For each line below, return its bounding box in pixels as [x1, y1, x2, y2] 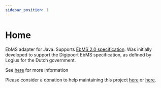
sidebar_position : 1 [5, 7, 49, 13]
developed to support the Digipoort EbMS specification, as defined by [5, 51, 151, 57]
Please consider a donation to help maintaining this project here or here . [5, 77, 156, 83]
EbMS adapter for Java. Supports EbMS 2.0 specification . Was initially [5, 46, 152, 52]
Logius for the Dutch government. [5, 57, 76, 63]
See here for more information [5, 67, 69, 73]
